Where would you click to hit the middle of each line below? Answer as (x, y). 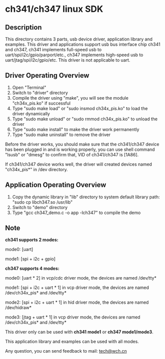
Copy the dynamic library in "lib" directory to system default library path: (86, 197)
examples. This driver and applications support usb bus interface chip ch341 (83, 44)
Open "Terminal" (29, 87)
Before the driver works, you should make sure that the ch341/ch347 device (82, 144)
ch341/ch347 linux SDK (54, 9)
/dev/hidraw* (18, 308)
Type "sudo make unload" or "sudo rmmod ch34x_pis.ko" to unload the (85, 119)
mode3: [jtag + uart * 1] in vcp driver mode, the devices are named (73, 317)
